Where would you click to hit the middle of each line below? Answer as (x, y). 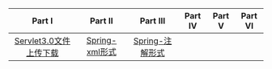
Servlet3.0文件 (42, 41)
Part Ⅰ (42, 21)
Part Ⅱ (102, 21)
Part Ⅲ (153, 21)
